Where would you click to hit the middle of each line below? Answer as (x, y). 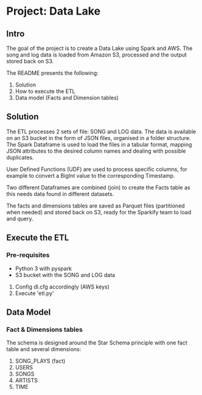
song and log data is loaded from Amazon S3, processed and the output (97, 55)
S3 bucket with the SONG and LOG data (65, 274)
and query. (20, 218)
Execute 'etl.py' (35, 293)
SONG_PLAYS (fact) (40, 361)
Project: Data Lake (54, 11)
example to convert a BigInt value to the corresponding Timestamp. (91, 175)
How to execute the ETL (45, 91)
